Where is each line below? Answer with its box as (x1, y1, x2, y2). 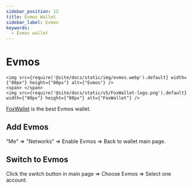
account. (6, 176, 27, 183)
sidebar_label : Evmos (6, 19, 59, 25)
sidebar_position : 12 (6, 8, 59, 15)
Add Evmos (6, 122, 49, 132)
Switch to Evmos (6, 155, 68, 165)
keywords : (6, 25, 30, 31)
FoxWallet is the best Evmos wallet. (6, 106, 91, 113)
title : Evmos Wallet (6, 14, 57, 20)
